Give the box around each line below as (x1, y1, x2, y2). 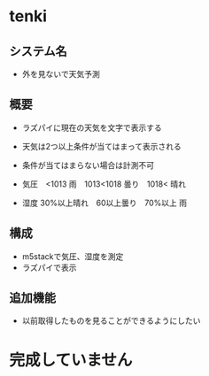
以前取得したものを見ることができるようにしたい (21, 316, 201, 326)
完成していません (9, 349, 133, 370)
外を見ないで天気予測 (21, 69, 100, 79)
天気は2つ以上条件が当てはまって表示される (21, 141, 182, 151)
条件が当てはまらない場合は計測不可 (21, 159, 155, 170)
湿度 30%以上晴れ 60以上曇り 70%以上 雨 (21, 197, 188, 208)
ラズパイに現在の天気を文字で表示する (21, 122, 162, 133)
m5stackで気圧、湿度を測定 (21, 250, 124, 262)
